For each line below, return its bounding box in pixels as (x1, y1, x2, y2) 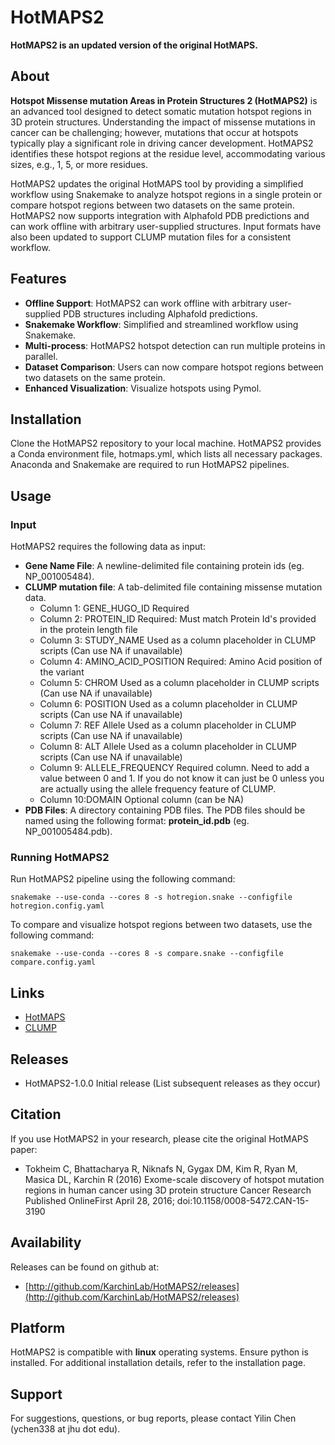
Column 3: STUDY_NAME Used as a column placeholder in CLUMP (39, 634, 317, 646)
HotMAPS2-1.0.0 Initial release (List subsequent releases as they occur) (24, 1077, 321, 1089)
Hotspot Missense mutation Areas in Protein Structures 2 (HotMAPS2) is (10, 94, 318, 106)
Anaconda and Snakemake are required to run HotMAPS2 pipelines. (10, 459, 290, 471)
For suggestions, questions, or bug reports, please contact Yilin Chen (10, 1412, 297, 1425)
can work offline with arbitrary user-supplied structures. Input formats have (10, 220, 322, 232)
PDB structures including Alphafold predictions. (63, 307, 258, 320)
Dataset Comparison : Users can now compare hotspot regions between (24, 361, 324, 373)
